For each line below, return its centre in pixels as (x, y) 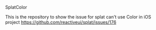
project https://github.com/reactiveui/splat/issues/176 (61, 22)
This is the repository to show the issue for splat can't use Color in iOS (78, 17)
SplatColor (16, 7)
